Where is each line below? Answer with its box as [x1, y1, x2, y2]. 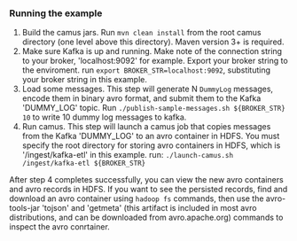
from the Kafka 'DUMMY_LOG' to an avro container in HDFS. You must [21, 131, 280, 142]
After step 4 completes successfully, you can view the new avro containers [9, 175, 284, 185]
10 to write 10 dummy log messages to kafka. [21, 112, 187, 122]
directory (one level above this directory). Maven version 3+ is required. [21, 36, 285, 47]
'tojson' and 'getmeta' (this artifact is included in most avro [41, 203, 257, 214]
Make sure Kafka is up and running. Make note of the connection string [21, 46, 282, 57]
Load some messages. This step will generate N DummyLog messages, [21, 83, 273, 95]
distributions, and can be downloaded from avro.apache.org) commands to [9, 212, 284, 223]
